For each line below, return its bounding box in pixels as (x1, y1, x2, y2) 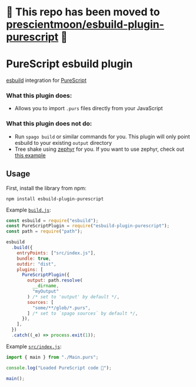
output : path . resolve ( (27, 277, 83, 283)
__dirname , (32, 283, 59, 289)
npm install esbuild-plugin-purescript (6, 196, 104, 202)
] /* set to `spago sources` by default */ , (27, 310, 138, 316)
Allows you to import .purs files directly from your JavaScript (14, 105, 163, 112)
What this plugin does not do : (6, 120, 92, 128)
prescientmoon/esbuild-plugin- (6, 18, 165, 31)
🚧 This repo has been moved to (6, 5, 160, 19)
